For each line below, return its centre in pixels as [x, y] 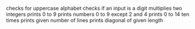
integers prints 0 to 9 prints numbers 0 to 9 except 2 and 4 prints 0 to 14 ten [97, 14]
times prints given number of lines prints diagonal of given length [85, 20]
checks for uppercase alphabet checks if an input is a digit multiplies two [94, 8]
